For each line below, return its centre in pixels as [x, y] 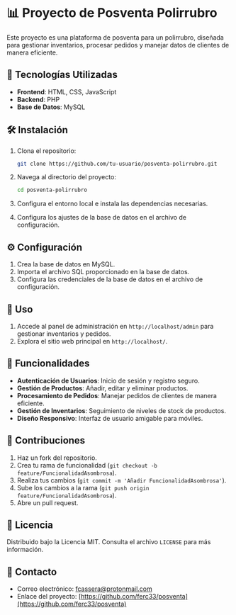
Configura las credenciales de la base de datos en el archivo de [110, 279]
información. [25, 550]
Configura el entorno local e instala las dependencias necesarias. [112, 204]
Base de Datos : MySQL [51, 107]
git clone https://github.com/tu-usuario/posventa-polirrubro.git [117, 164]
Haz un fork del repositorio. [57, 458]
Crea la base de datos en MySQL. [66, 264]
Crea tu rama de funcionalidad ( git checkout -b [87, 465]
